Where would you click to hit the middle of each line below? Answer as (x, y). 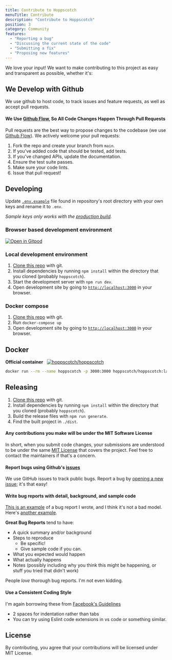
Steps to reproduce (33, 538)
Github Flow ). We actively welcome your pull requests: (63, 135)
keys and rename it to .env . (34, 207)
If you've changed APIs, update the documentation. (67, 156)
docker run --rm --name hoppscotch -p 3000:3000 (58, 372)
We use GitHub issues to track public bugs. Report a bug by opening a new (84, 479)
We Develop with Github (45, 89)
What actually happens (37, 560)
